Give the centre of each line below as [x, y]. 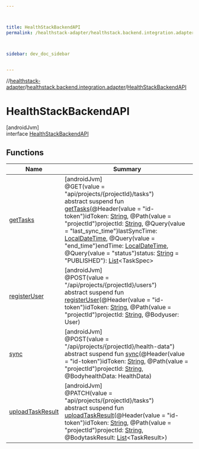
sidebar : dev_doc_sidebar [38, 54]
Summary [127, 169]
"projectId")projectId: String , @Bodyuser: [122, 315]
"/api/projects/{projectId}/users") [110, 285]
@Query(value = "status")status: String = [122, 254]
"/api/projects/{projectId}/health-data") [120, 347]
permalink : [20, 33]
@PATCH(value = [88, 393]
